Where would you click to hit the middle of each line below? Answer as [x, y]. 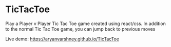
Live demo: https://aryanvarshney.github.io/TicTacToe [62, 39]
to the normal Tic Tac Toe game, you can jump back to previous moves [80, 29]
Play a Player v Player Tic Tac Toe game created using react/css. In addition [85, 24]
